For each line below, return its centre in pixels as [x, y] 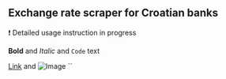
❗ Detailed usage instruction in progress [72, 32]
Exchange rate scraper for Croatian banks [113, 13]
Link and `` [40, 66]
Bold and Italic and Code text [54, 51]
